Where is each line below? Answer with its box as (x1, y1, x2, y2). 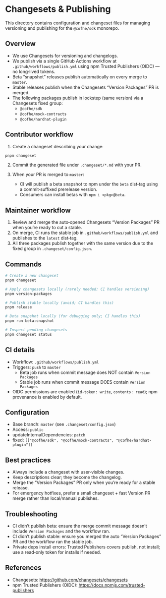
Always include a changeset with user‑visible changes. (12, 469, 125, 475)
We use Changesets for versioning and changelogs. (12, 53, 118, 59)
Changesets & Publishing (5, 3, 111, 15)
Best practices (5, 456, 51, 464)
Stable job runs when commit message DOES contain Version (19, 379, 146, 385)
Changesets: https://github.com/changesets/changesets (12, 577, 128, 583)
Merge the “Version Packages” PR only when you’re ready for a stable (12, 479, 156, 485)
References (5, 564, 42, 572)
